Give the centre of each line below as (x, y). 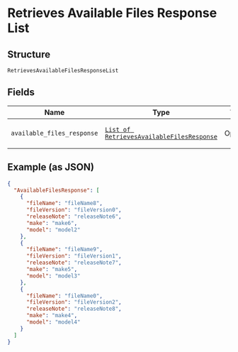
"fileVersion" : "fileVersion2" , (74, 302)
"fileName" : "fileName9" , (64, 250)
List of (118, 130)
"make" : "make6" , (52, 223)
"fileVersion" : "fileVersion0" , (74, 210)
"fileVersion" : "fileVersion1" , (74, 256)
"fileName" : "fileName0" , (64, 296)
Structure (29, 54)
